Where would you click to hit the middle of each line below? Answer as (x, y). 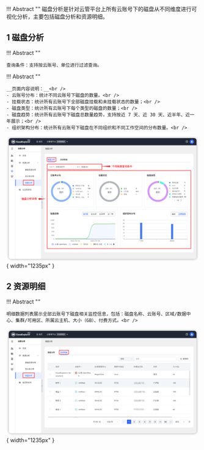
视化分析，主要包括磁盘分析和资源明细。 (57, 16)
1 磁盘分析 (25, 38)
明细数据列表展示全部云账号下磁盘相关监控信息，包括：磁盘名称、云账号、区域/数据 (96, 314)
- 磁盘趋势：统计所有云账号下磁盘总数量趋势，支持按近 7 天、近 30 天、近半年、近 (98, 115)
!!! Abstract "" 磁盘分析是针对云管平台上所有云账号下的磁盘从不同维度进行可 (102, 9)
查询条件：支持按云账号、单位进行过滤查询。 (54, 65)
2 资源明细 (26, 287)
